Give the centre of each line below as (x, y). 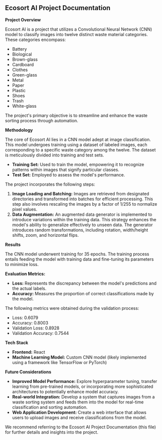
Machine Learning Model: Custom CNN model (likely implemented (79, 357)
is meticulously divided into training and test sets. (55, 155)
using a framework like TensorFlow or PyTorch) (59, 362)
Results (13, 244)
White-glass (24, 106)
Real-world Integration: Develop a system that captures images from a (83, 397)
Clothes (20, 70)
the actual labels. (29, 288)
